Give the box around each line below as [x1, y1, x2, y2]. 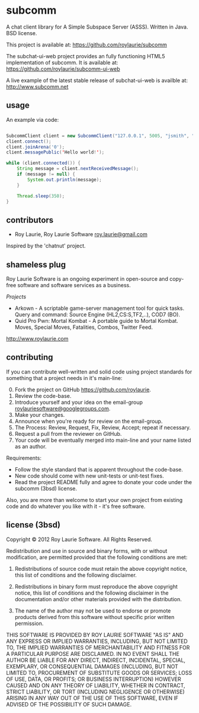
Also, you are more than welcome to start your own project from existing [6, 496, 183, 503]
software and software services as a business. [17, 282, 131, 288]
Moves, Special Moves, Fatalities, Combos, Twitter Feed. [14, 323, 153, 331]
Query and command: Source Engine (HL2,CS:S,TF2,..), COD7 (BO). [14, 311, 181, 318]
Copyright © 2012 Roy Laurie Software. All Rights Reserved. [6, 536, 153, 543]
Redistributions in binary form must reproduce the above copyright [14, 583, 178, 590]
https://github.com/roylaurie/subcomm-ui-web [6, 65, 120, 72]
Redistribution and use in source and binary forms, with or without [6, 547, 168, 554]
